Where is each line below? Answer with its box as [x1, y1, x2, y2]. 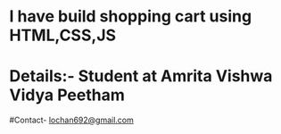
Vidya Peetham [9, 85, 125, 105]
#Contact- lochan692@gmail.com [9, 114, 134, 126]
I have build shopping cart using [9, 6, 252, 27]
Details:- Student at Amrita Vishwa [9, 66, 273, 87]
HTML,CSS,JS [9, 25, 117, 46]
